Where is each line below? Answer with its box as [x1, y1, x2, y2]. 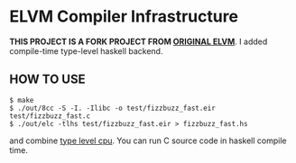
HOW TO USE [9, 72, 86, 87]
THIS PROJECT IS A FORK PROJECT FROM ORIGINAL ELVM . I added [9, 36, 268, 47]
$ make [9, 95, 34, 104]
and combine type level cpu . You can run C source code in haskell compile [9, 135, 287, 146]
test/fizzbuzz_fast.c [9, 111, 91, 121]
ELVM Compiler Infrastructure [9, 6, 239, 27]
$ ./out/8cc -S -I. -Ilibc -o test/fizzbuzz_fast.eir [9, 104, 217, 113]
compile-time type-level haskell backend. [9, 45, 163, 56]
